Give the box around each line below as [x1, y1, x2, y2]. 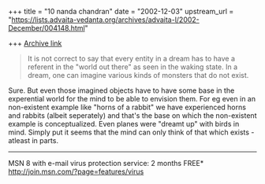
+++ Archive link [8, 39, 62, 48]
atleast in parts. [8, 136, 59, 145]
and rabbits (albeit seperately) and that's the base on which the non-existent [8, 111, 257, 120]
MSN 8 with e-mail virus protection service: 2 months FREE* [8, 159, 204, 167]
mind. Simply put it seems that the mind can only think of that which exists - [8, 127, 255, 137]
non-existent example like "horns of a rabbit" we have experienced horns [8, 102, 247, 112]
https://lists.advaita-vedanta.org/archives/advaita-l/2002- [11, 15, 200, 24]
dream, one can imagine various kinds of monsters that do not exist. [27, 71, 249, 79]
